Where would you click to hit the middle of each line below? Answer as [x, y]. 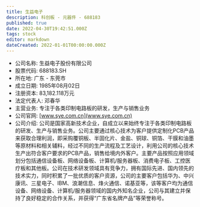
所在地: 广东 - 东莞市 [40, 78]
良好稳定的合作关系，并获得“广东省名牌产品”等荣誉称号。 [96, 198]
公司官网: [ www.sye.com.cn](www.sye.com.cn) [74, 115]
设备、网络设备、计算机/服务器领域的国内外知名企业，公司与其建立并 [100, 190]
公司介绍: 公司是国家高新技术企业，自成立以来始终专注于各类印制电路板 [103, 123]
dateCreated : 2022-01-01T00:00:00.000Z [56, 46]
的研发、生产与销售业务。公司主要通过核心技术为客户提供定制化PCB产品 [105, 130]
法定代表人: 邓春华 [38, 100]
